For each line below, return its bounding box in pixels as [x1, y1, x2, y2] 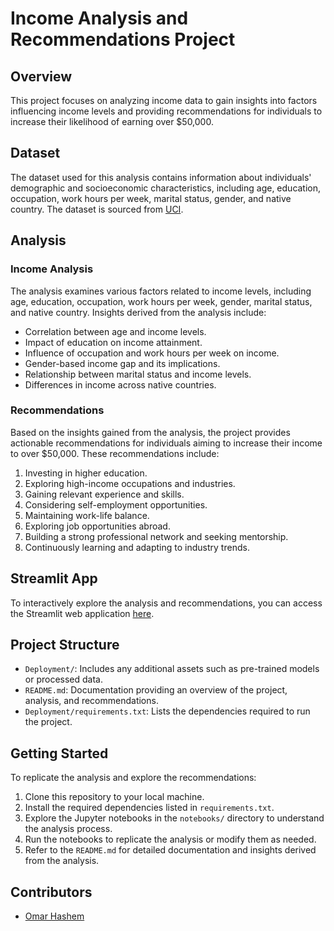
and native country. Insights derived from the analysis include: [10, 306, 267, 318]
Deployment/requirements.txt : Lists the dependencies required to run [24, 705, 311, 717]
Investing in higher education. [24, 467, 148, 479]
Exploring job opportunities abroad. [24, 520, 171, 532]
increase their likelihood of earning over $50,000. [10, 116, 214, 127]
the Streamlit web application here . [10, 607, 155, 619]
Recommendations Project [10, 28, 236, 51]
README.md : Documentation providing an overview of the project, [24, 684, 288, 696]
